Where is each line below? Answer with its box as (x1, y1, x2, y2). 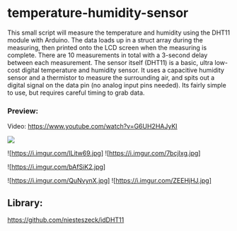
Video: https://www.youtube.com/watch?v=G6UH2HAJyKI (7, 122, 178, 131)
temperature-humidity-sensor (7, 5, 189, 21)
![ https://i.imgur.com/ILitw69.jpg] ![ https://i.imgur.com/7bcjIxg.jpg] (7, 149, 201, 158)
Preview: (7, 106, 39, 116)
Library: (7, 196, 43, 209)
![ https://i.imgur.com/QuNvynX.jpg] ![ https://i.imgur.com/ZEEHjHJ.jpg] (7, 177, 212, 185)
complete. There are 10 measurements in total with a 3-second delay (7, 51, 208, 59)
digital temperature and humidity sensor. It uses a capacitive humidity (21, 66, 225, 74)
